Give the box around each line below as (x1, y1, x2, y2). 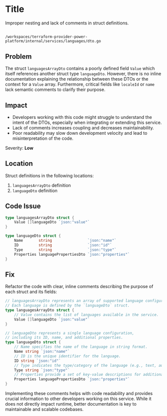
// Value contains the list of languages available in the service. (14, 312, 159, 317)
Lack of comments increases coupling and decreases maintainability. (12, 124, 154, 130)
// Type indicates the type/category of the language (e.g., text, (14, 363, 157, 368)
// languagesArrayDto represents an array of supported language (5, 299, 143, 304)
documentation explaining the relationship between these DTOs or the (5, 76, 149, 82)
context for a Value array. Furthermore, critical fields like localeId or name (5, 81, 155, 88)
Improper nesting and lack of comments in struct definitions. (5, 20, 129, 26)
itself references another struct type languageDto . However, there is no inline (5, 71, 162, 77)
